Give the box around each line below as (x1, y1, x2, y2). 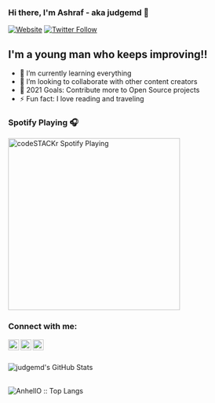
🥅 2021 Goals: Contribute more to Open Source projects (19, 86, 200, 95)
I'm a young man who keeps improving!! (8, 47, 208, 61)
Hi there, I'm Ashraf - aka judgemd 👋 (8, 7, 149, 18)
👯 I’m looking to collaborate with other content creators (19, 77, 198, 86)
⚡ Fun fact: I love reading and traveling (19, 94, 144, 104)
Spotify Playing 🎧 (8, 117, 78, 128)
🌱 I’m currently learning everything (19, 68, 132, 78)
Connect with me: (8, 321, 78, 332)
